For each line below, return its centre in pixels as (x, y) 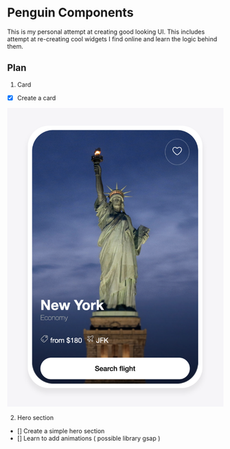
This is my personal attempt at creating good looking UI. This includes (106, 32)
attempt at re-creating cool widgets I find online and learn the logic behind (112, 39)
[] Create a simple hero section (61, 431)
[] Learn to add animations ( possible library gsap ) (89, 439)
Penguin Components (70, 13)
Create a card (36, 98)
